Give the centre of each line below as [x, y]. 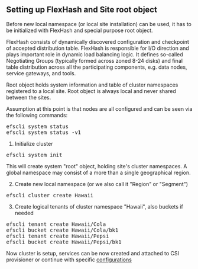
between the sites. [29, 97]
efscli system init [34, 155]
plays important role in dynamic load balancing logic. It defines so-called [95, 54]
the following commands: [37, 115]
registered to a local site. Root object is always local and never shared [91, 91]
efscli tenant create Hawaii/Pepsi [58, 236]
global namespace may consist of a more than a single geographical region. [98, 172]
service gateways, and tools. [41, 73]
